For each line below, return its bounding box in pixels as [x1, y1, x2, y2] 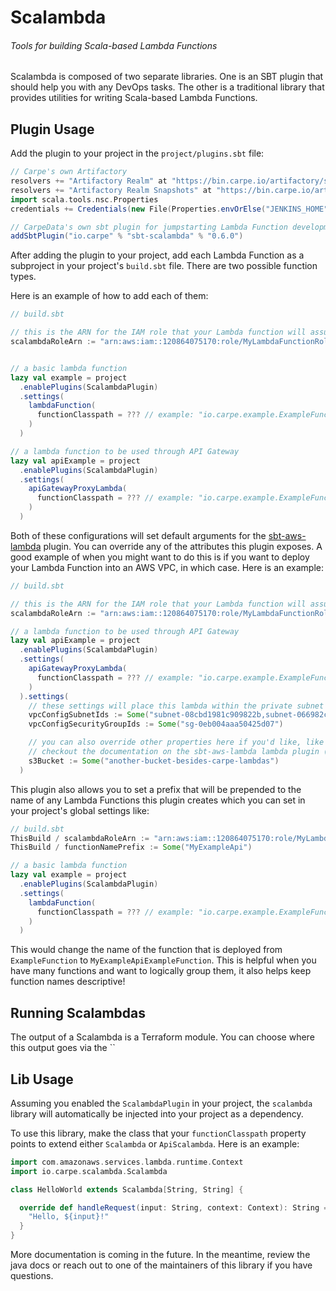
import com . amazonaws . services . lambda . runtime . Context [10, 1157, 244, 1167]
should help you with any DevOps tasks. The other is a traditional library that [10, 81, 325, 93]
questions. [10, 1270, 54, 1282]
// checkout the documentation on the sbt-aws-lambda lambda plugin [28, 747, 320, 757]
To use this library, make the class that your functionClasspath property [10, 1127, 307, 1139]
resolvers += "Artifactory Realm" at [10, 176, 168, 186]
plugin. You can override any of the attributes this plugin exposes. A [43, 540, 323, 552]
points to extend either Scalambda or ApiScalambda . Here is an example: [10, 1137, 300, 1150]
